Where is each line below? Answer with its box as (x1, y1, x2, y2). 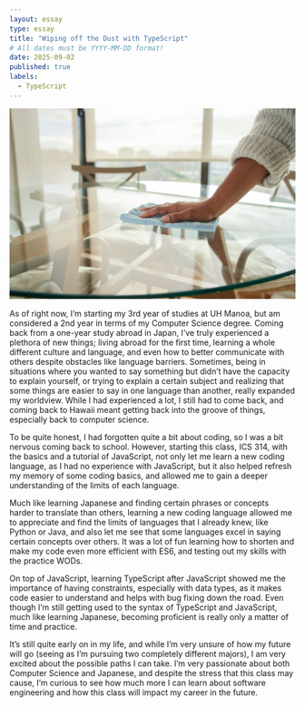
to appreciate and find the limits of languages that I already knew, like (9, 516, 270, 527)
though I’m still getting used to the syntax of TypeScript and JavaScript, (9, 602, 278, 613)
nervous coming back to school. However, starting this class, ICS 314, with (9, 441, 289, 452)
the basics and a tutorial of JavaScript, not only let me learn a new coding (9, 450, 285, 462)
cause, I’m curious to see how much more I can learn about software (9, 677, 266, 688)
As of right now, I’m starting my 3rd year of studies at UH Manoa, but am (9, 308, 280, 319)
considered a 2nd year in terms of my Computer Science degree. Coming (9, 318, 284, 329)
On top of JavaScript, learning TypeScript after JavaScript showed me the (9, 573, 286, 584)
